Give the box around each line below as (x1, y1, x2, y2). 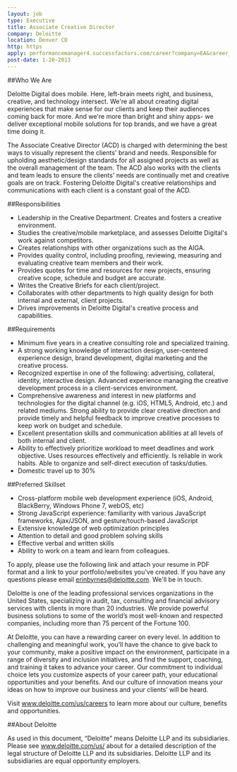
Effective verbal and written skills (17, 538, 114, 547)
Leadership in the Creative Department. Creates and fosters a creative (17, 213, 222, 221)
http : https (7, 43, 42, 50)
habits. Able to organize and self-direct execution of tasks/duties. (17, 459, 208, 467)
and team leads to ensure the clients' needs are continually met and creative (7, 171, 229, 179)
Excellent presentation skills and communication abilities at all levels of (17, 429, 224, 437)
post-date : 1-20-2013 (7, 57, 71, 64)
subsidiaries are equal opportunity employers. (7, 756, 141, 765)
